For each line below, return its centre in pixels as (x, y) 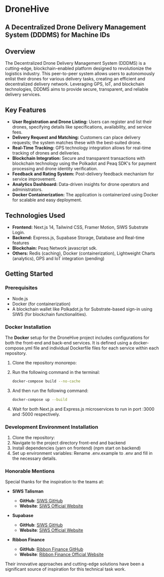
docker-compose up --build (40, 399)
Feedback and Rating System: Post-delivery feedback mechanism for (83, 174)
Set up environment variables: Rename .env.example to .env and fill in (82, 453)
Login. (19, 233)
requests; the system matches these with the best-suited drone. (77, 143)
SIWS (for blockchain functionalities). (49, 314)
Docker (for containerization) (41, 304)
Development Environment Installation (52, 427)
